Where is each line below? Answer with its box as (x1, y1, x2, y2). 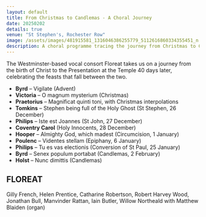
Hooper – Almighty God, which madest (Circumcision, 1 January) (15, 130, 180, 138)
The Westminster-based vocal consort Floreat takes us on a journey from (6, 59, 191, 67)
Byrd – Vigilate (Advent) (15, 85, 76, 92)
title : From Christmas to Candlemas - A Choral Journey (6, 15, 152, 21)
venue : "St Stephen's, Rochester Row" (6, 32, 105, 38)
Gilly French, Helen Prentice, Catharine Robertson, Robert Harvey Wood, (6, 191, 189, 198)
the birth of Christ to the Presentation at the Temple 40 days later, (6, 66, 173, 74)
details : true (6, 26, 43, 32)
